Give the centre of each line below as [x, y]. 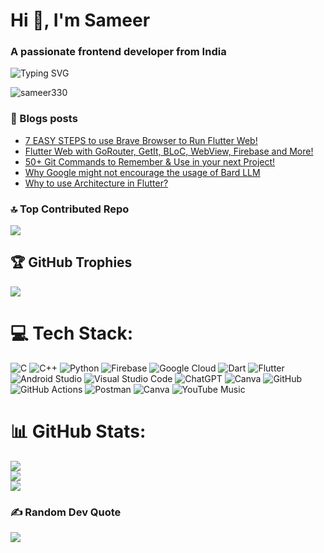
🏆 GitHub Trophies [71, 262]
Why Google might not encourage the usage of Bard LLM [142, 172]
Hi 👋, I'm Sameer [80, 20]
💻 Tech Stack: [72, 333]
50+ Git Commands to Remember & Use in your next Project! [150, 161]
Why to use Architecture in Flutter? [96, 183]
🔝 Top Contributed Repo [70, 209]
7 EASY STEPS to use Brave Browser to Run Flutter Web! [141, 140]
